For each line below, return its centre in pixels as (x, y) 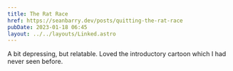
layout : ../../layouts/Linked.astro (62, 34)
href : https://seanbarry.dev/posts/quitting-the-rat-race (95, 21)
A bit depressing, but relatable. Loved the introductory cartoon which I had (117, 54)
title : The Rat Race (38, 14)
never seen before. (35, 62)
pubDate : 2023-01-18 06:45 (47, 27)
